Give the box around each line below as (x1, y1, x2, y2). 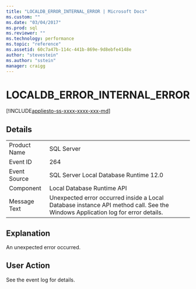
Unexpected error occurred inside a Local (49, 194, 164, 202)
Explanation (6, 228, 51, 238)
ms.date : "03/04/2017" (6, 19, 61, 25)
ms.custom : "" (6, 14, 41, 20)
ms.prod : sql (6, 25, 38, 31)
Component (9, 184, 42, 192)
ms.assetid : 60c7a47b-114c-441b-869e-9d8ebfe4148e (6, 47, 132, 53)
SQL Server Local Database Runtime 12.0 (49, 171, 163, 179)
